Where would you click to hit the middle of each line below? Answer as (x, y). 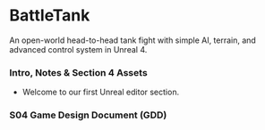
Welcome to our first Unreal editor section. (101, 92)
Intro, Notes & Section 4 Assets (78, 72)
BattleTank (50, 16)
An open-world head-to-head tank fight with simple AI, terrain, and (133, 40)
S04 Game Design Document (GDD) (88, 115)
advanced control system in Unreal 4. (78, 49)
